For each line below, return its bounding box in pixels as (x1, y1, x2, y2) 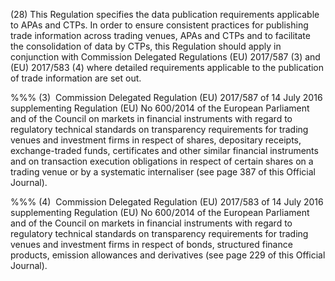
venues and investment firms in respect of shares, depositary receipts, (10, 134, 302, 146)
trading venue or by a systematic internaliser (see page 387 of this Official (10, 166, 316, 178)
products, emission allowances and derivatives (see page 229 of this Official (10, 249, 326, 261)
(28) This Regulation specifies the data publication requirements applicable (10, 9, 320, 20)
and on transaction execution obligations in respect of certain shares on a (10, 155, 314, 167)
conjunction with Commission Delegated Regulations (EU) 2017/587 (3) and (10, 51, 321, 63)
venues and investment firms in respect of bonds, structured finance (10, 239, 293, 250)
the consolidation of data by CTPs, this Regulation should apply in (10, 40, 282, 52)
